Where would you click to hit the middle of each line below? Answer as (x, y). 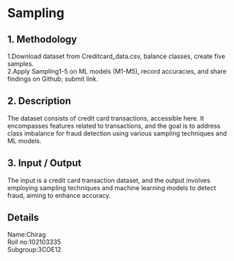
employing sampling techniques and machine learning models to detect (112, 188)
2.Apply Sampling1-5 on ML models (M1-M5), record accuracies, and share (117, 71)
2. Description (39, 101)
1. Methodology (42, 39)
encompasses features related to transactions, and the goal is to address (114, 126)
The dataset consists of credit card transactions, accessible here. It (106, 118)
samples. (21, 64)
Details (23, 218)
